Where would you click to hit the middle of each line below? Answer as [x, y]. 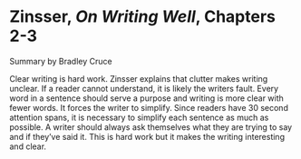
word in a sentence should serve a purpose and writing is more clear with [146, 98]
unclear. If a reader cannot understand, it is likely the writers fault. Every [144, 88]
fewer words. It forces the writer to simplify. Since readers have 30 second [149, 107]
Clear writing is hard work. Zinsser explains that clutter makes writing [139, 78]
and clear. [28, 146]
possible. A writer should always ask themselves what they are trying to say [151, 127]
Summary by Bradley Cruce [61, 61]
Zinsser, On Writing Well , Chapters [143, 17]
